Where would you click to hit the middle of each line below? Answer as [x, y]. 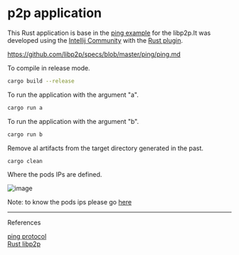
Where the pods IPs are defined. [55, 175]
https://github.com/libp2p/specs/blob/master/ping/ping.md [94, 54]
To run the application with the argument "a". [73, 95]
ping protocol [27, 236]
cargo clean [25, 161]
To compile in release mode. [49, 68]
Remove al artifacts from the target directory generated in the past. [106, 148]
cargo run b [25, 134]
